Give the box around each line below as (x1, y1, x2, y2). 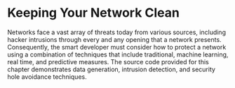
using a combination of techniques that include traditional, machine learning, (7, 50, 229, 59)
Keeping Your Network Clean (7, 5, 180, 21)
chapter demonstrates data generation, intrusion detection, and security (7, 65, 216, 73)
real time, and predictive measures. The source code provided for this (7, 57, 209, 66)
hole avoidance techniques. (7, 72, 87, 81)
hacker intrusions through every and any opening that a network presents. (7, 35, 222, 43)
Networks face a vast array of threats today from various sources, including (7, 28, 227, 36)
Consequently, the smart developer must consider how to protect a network (7, 43, 227, 51)
